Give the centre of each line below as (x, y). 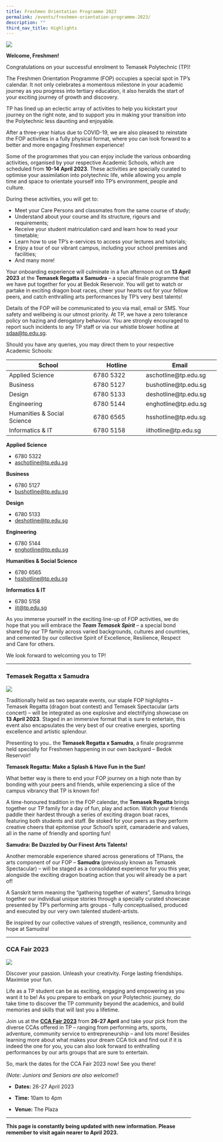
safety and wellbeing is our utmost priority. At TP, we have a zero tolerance (97, 315)
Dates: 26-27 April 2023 (44, 1086)
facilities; (26, 254)
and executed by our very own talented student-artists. (73, 911)
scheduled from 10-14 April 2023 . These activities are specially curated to (96, 169)
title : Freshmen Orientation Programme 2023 (61, 11)
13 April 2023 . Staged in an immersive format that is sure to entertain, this (96, 719)
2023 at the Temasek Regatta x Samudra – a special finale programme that (98, 278)
